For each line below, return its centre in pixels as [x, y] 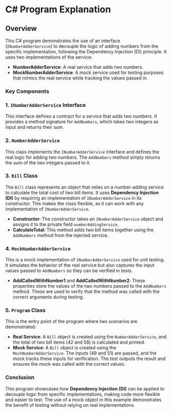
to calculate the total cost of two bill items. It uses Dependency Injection [82, 192]
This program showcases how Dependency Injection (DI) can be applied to [85, 388]
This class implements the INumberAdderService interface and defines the [82, 152]
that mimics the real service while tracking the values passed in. [80, 78]
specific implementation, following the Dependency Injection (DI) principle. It [86, 52]
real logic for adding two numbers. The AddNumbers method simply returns [83, 157]
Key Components [27, 91]
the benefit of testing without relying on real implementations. [70, 405]
